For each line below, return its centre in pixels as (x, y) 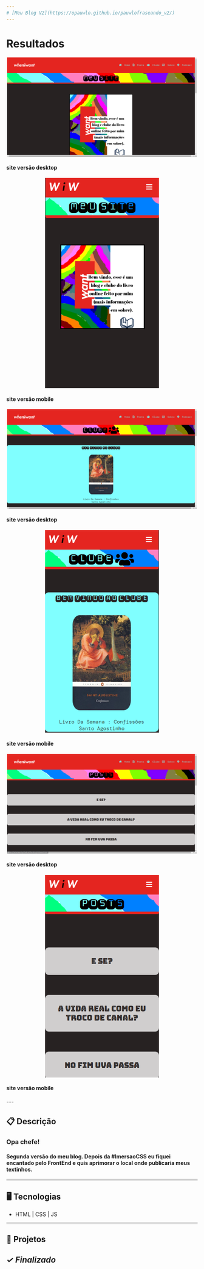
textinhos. (19, 1169)
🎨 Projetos (26, 1239)
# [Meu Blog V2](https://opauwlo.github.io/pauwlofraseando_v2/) (90, 13)
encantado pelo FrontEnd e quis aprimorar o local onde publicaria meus (98, 1163)
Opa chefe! (23, 1142)
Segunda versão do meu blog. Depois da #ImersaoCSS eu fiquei (89, 1156)
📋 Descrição (31, 1121)
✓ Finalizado (31, 1260)
